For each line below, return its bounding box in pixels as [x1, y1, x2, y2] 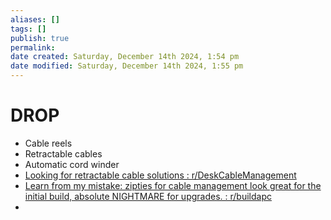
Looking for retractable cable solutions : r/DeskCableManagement [24, 169, 297, 181]
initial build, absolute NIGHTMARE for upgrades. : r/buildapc [24, 190, 272, 202]
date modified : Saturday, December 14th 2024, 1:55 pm [10, 61, 244, 71]
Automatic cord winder [24, 158, 120, 170]
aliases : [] [10, 14, 60, 25]
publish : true [10, 33, 70, 43]
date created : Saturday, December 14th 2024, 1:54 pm [10, 52, 240, 62]
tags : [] [10, 24, 47, 34]
